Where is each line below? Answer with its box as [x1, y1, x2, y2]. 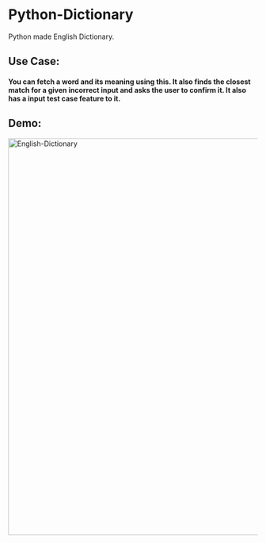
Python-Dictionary [8, 6, 134, 24]
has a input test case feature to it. [8, 94, 121, 103]
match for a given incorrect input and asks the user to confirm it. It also [8, 85, 247, 94]
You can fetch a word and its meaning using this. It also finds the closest [8, 77, 251, 86]
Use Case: [8, 55, 60, 68]
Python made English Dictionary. [8, 32, 115, 41]
